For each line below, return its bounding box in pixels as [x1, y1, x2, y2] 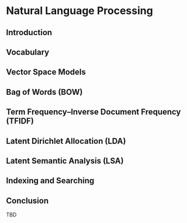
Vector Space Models [6, 67, 86, 77]
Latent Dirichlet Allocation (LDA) [6, 136, 126, 146]
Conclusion [6, 195, 49, 205]
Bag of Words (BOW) [6, 87, 83, 97]
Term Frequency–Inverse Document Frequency [6, 107, 181, 117]
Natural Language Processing [6, 4, 153, 18]
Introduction [6, 28, 53, 37]
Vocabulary [6, 47, 50, 57]
